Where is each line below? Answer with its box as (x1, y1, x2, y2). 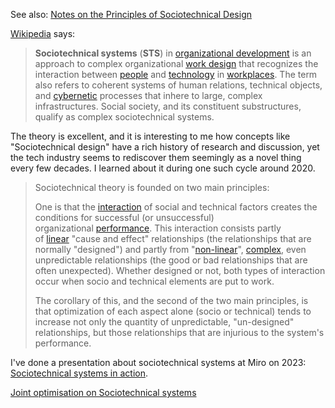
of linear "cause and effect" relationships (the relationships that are (34, 233, 312, 244)
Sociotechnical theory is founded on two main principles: (34, 182, 270, 193)
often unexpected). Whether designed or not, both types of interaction (34, 265, 326, 276)
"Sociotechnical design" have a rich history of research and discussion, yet (10, 141, 320, 153)
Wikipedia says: (10, 28, 76, 39)
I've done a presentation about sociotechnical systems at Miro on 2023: (10, 357, 307, 368)
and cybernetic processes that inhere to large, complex (34, 90, 263, 101)
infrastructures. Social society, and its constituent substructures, (34, 100, 302, 112)
